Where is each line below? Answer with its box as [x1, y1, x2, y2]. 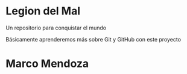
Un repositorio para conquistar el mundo [5, 24, 107, 31]
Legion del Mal [5, 4, 81, 18]
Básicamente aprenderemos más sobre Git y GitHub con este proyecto [5, 35, 182, 43]
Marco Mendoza [5, 57, 89, 70]
